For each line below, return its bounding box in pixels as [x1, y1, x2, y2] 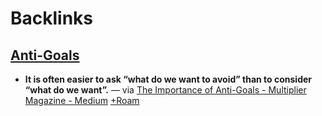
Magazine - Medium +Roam [24, 95, 140, 106]
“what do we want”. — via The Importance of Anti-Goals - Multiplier [24, 84, 307, 96]
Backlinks [10, 7, 94, 30]
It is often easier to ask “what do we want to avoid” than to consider [24, 73, 313, 85]
